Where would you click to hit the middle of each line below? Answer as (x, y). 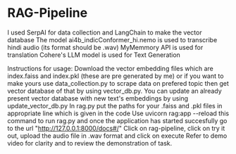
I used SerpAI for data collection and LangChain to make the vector (105, 32)
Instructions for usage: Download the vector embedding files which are (110, 68)
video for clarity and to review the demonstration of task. (90, 143)
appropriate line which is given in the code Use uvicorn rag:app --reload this (118, 113)
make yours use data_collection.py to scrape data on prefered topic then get (118, 83)
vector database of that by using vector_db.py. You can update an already (114, 91)
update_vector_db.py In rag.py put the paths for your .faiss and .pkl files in (115, 105)
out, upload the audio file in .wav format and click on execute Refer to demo (117, 136)
